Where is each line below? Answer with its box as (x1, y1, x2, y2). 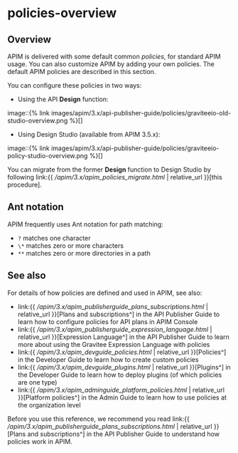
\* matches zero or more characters (17, 241, 124, 250)
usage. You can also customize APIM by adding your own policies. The (7, 60, 215, 68)
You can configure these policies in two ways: (7, 81, 142, 90)
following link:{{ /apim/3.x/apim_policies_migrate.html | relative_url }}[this (7, 173, 222, 181)
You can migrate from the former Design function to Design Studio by (7, 165, 212, 174)
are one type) (17, 377, 58, 386)
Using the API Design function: (17, 95, 109, 103)
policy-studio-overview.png (7, 152, 88, 160)
